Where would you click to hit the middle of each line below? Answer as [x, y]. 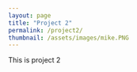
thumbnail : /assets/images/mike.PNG [68, 38]
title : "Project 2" [40, 23]
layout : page [30, 15]
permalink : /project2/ [46, 30]
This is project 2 [34, 60]
